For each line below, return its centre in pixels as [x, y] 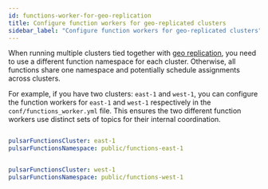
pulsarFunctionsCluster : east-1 [62, 141]
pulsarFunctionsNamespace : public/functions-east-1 [96, 148]
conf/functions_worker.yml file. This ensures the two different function [125, 111]
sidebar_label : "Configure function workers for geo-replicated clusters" [135, 30]
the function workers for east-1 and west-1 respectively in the [110, 102]
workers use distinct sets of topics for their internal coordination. [114, 120]
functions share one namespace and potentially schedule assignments [124, 70]
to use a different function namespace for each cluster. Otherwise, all [122, 61]
